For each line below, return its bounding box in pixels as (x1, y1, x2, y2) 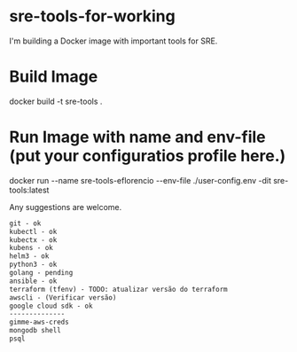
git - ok (9, 219, 42, 228)
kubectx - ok (9, 235, 58, 245)
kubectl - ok (9, 227, 58, 236)
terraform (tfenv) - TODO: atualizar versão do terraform (9, 285, 228, 293)
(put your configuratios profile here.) (9, 146, 286, 166)
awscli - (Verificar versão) (9, 293, 117, 302)
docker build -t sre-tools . (9, 96, 103, 106)
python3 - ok (9, 260, 58, 270)
